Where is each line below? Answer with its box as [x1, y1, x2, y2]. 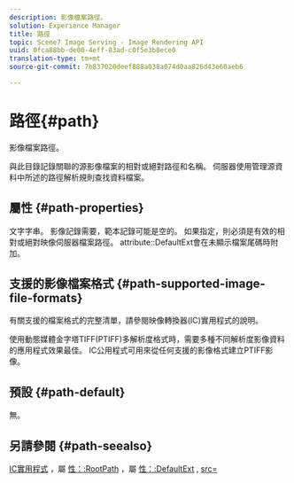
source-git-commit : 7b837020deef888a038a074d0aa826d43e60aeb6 [9, 63, 244, 72]
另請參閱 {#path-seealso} [9, 438, 153, 453]
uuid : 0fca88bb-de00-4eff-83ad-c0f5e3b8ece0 [9, 46, 176, 55]
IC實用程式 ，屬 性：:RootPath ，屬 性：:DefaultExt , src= [9, 464, 218, 474]
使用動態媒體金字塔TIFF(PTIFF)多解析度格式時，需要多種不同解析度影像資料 [9, 334, 285, 345]
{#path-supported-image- [116, 277, 266, 292]
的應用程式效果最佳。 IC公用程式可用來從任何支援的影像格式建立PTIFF [9, 345, 266, 355]
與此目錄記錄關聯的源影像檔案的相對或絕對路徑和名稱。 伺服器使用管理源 [9, 160, 275, 171]
